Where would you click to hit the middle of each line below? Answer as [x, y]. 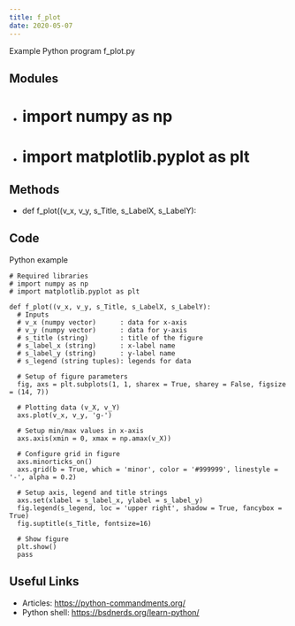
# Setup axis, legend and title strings [92, 492]
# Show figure [43, 539]
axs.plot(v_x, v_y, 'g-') [65, 415]
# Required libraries [49, 276]
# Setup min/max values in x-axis [80, 431]
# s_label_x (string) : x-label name [96, 346]
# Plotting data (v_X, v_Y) [69, 408]
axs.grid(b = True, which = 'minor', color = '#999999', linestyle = [147, 469]
